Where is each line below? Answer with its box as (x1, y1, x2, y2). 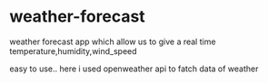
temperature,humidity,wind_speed (9, 45, 138, 56)
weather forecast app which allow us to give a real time (9, 36, 216, 47)
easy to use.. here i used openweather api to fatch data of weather (9, 63, 259, 74)
